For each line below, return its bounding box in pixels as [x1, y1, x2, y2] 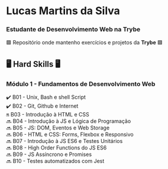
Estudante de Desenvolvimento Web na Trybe [6, 25, 141, 34]
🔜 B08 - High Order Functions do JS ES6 [6, 144, 107, 151]
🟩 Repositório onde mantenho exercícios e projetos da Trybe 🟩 [6, 39, 163, 46]
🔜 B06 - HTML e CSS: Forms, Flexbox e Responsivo [6, 131, 134, 138]
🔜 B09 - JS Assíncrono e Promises [6, 151, 92, 158]
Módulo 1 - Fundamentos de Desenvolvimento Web [6, 80, 156, 88]
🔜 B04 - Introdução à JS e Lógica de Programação [6, 118, 131, 125]
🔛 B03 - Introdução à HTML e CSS [6, 111, 90, 118]
